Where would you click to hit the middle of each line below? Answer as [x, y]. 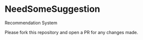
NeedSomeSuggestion [53, 9]
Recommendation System [31, 23]
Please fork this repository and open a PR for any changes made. [71, 32]
